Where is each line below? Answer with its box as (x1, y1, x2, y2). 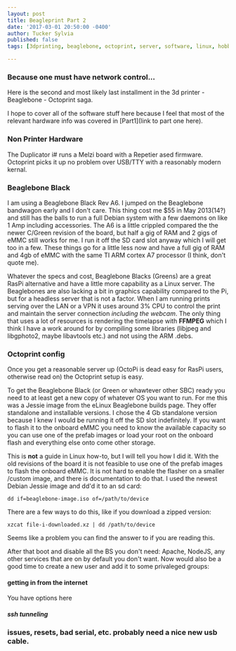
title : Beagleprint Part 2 (7, 17, 86, 24)
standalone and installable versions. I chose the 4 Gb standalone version (7, 409, 218, 417)
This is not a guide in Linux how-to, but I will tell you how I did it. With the (7, 452, 219, 461)
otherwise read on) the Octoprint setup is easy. (7, 373, 144, 381)
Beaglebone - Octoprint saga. (7, 96, 93, 104)
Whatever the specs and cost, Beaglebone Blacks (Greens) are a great (7, 272, 211, 280)
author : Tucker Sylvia (7, 29, 74, 37)
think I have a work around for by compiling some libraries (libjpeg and (7, 324, 211, 332)
